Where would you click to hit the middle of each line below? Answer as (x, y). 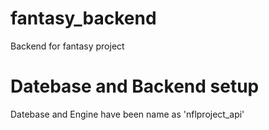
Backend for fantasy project (67, 46)
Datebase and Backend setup (135, 86)
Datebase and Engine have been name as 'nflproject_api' (127, 114)
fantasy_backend (83, 18)
